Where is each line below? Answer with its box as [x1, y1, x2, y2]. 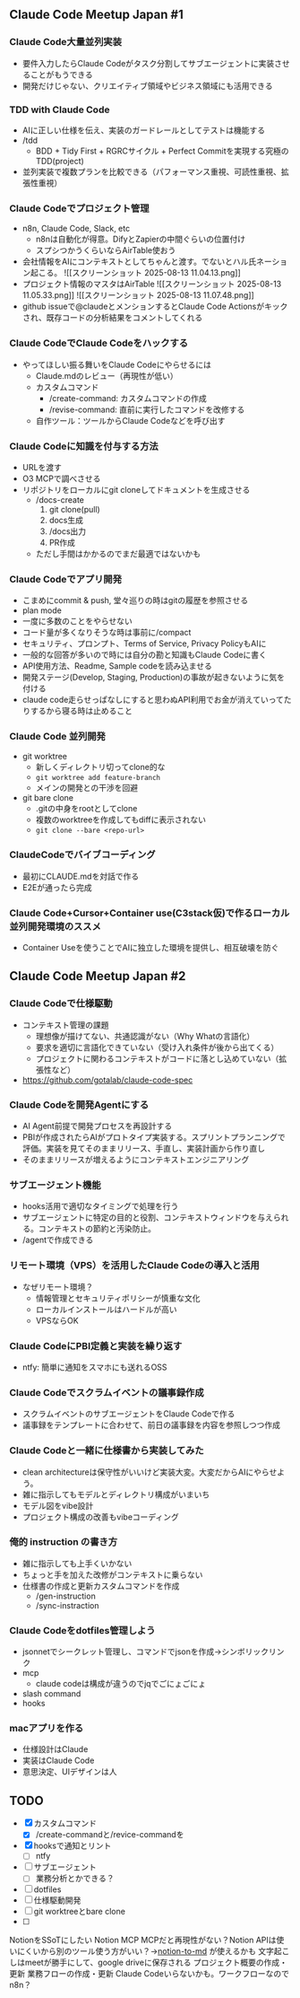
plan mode [21, 605, 63, 616]
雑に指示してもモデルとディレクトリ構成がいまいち [21, 1489, 210, 1500]
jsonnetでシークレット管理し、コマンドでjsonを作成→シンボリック [21, 1646, 270, 1657]
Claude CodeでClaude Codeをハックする [9, 337, 189, 349]
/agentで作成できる [21, 1234, 94, 1246]
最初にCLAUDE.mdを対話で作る [21, 871, 140, 881]
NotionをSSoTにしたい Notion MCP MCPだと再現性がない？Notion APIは [9, 1934, 277, 1946]
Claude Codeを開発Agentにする [9, 1099, 150, 1111]
